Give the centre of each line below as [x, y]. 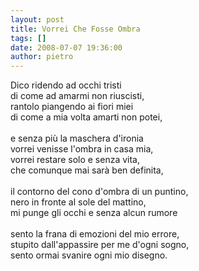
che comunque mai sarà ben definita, [87, 170]
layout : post [37, 19]
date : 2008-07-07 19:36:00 [66, 47]
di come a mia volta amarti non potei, [86, 117]
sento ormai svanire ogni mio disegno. [89, 255]
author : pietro [42, 57]
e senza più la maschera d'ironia [77, 138]
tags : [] [28, 38]
